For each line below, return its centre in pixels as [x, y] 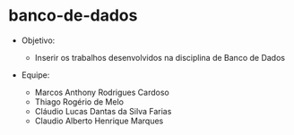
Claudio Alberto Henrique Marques [99, 121]
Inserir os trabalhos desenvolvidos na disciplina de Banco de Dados [160, 57]
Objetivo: [38, 40]
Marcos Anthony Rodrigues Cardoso [102, 92]
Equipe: [35, 75]
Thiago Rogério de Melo [79, 101]
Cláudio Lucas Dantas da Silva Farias [103, 111]
